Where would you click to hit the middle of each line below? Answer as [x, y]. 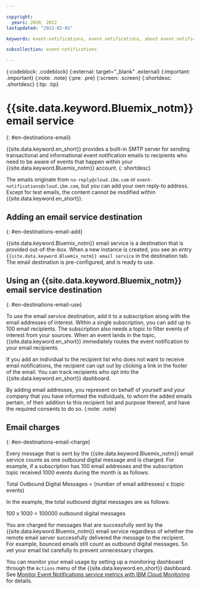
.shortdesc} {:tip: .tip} [32, 85]
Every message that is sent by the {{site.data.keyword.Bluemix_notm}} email [100, 453]
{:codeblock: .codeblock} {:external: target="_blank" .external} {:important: [98, 71]
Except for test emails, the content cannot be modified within [81, 192]
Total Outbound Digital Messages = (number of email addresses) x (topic [96, 484]
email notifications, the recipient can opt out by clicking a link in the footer [97, 365]
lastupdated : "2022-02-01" [40, 28]
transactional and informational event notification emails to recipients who [97, 155]
